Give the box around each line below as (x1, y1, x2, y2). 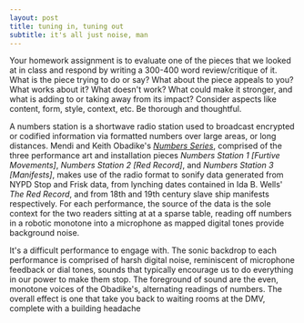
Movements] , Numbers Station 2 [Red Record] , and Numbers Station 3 (9, 160, 275, 171)
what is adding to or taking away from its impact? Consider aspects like (9, 94, 278, 105)
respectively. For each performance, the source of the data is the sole (9, 198, 271, 209)
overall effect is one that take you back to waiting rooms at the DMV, (9, 293, 266, 305)
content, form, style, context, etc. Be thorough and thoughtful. (9, 104, 242, 115)
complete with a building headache (9, 303, 141, 314)
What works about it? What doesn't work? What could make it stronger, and (9, 84, 293, 96)
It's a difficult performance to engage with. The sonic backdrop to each (9, 245, 278, 256)
